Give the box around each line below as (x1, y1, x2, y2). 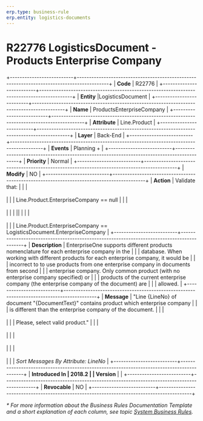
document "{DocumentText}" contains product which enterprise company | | (6, 299, 198, 307)
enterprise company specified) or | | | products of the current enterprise (6, 274, 187, 281)
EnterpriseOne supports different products (66, 241, 173, 249)
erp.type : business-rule (6, 9, 69, 15)
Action (153, 177, 171, 184)
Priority (27, 157, 47, 165)
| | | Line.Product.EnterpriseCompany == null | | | (6, 196, 128, 204)
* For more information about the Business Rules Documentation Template (6, 402, 193, 409)
